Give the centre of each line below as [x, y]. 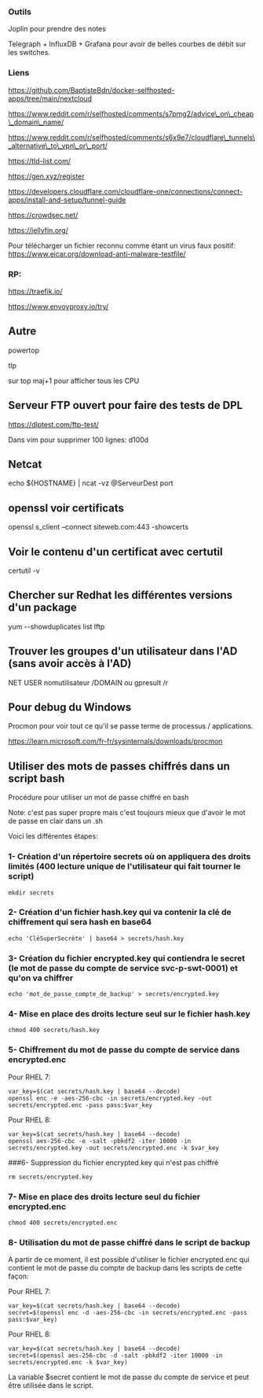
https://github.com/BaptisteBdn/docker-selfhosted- [91, 90]
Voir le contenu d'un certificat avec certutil [115, 552]
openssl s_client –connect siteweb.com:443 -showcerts [99, 527]
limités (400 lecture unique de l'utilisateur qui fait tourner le [124, 866]
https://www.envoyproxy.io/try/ [58, 306]
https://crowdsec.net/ [43, 215]
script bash [37, 778]
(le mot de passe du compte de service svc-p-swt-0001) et [123, 968]
